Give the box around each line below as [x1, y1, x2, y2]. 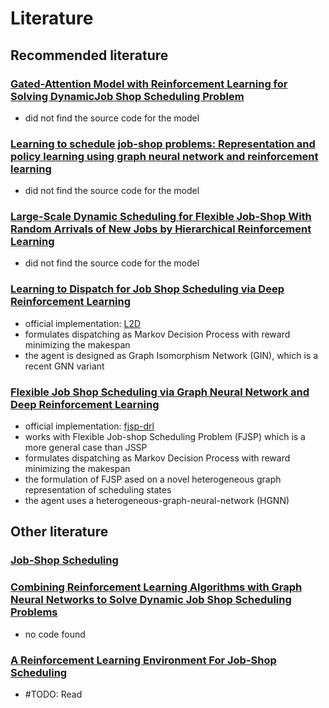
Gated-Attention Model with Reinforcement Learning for [10, 77, 288, 91]
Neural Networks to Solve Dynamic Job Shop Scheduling [10, 593, 292, 607]
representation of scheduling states [24, 484, 172, 496]
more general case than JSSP [24, 442, 148, 454]
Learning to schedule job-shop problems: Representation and [10, 137, 316, 151]
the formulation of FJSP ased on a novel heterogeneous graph [24, 473, 282, 486]
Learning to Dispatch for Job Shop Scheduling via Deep [10, 282, 285, 296]
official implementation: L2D [24, 317, 142, 329]
